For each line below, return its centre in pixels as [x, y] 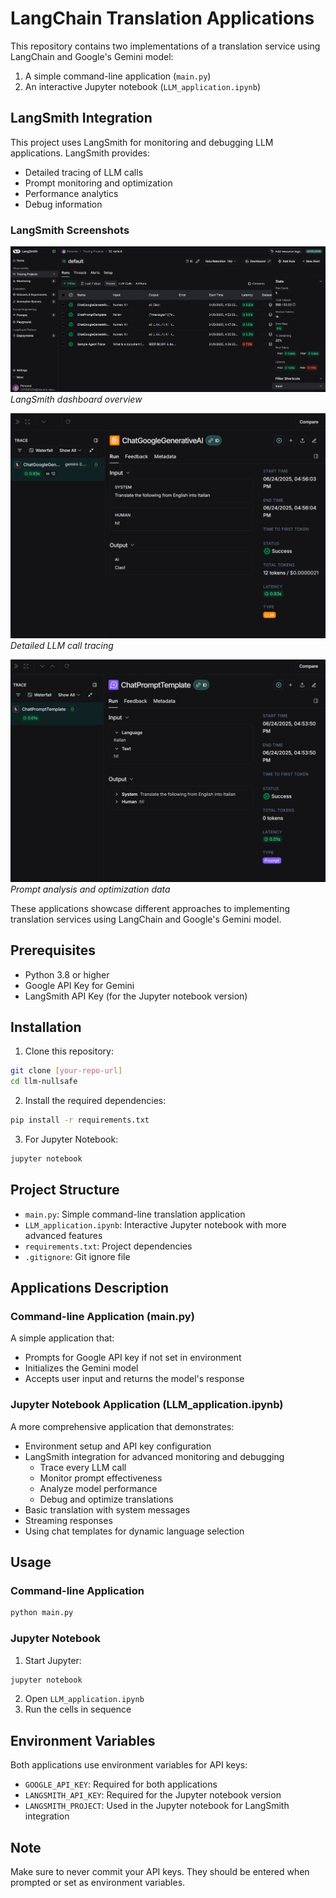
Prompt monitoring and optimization [98, 183]
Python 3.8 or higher [67, 974]
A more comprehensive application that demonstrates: [122, 1426]
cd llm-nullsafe [44, 1082]
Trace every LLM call [83, 1467]
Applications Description [90, 1288]
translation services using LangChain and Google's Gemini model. [146, 919]
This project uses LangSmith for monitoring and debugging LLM [142, 142]
